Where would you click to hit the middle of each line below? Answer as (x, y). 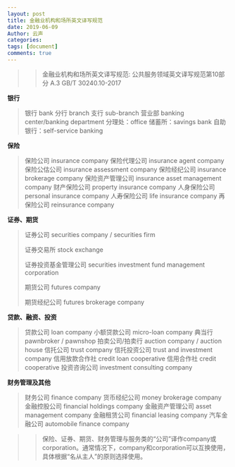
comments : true (30, 54)
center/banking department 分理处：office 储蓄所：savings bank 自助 (125, 121)
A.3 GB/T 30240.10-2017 (86, 83)
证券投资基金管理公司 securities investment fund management (115, 265)
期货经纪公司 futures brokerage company (84, 302)
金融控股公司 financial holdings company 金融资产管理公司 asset (118, 406)
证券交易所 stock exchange (64, 249)
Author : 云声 (25, 34)
